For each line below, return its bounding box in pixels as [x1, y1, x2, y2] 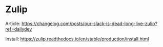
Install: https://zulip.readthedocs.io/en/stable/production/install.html [5, 36, 149, 42]
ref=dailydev [5, 26, 32, 32]
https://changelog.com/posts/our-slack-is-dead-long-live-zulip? [21, 20, 158, 27]
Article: [5, 20, 21, 27]
